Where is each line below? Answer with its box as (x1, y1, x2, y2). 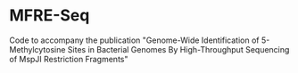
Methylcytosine (9, 44, 66, 54)
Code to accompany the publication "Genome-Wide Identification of (9, 35, 261, 45)
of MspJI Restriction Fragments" (9, 53, 128, 64)
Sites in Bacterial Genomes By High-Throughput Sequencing (67, 44, 290, 54)
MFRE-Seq (9, 5, 90, 26)
